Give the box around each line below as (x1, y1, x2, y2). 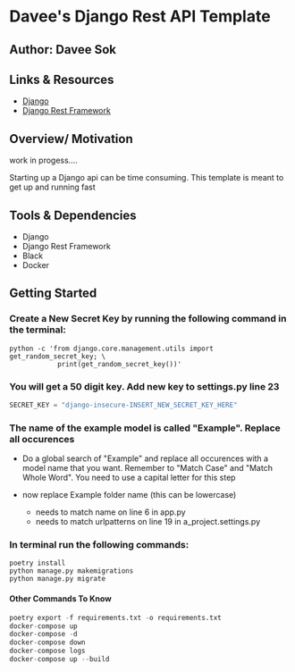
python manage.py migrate (9, 575, 105, 584)
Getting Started (9, 286, 97, 301)
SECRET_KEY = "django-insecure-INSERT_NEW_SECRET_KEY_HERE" (9, 400, 239, 409)
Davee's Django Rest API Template (9, 6, 271, 27)
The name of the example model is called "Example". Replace (9, 422, 282, 434)
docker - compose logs (9, 646, 87, 656)
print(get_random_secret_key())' (56, 359, 181, 368)
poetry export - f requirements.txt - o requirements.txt (9, 613, 222, 622)
